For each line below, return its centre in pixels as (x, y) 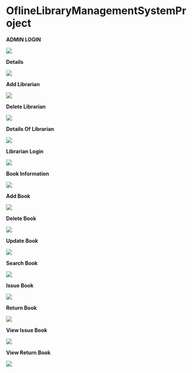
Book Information (28, 174)
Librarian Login (25, 151)
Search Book (22, 263)
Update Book (22, 240)
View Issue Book (27, 330)
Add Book (18, 196)
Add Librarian (23, 84)
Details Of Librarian (30, 129)
